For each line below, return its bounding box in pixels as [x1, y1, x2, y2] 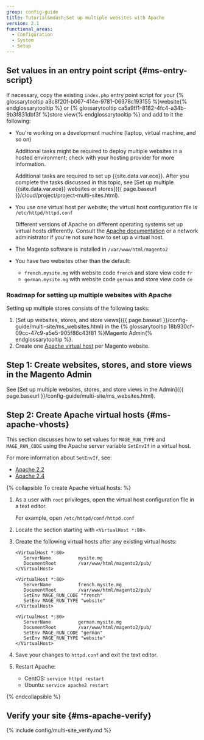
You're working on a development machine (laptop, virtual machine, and [15, 129, 196, 136]
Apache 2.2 [15, 465, 44, 473]
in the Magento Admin [6, 370, 93, 380]
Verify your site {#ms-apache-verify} [6, 711, 152, 720]
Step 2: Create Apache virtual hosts [6, 410, 145, 420]
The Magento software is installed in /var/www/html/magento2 [15, 245, 169, 253]
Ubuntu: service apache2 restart [24, 681, 109, 688]
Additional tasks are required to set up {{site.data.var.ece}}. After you [15, 172, 189, 179]
